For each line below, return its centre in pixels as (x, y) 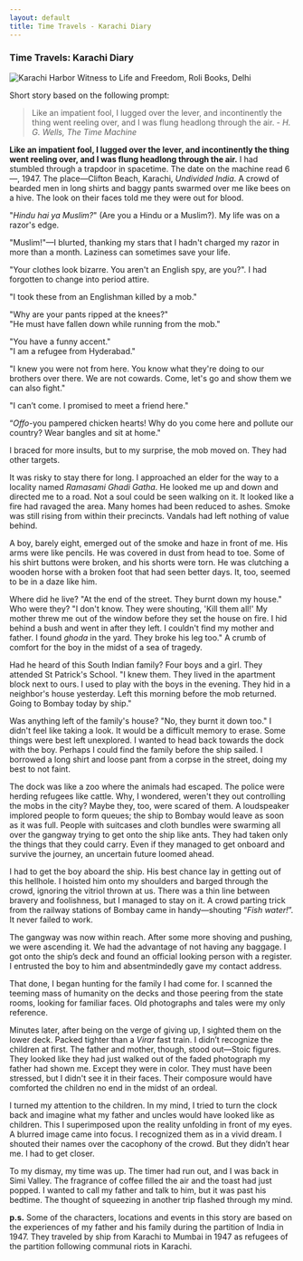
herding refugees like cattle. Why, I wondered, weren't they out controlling (148, 796)
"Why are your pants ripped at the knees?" (89, 314)
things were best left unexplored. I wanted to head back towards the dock (147, 740)
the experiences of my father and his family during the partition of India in (147, 1227)
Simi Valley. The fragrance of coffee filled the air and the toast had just (141, 1180)
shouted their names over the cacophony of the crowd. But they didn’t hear (150, 1143)
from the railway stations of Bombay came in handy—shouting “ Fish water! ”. (151, 910)
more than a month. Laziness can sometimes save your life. (120, 252)
